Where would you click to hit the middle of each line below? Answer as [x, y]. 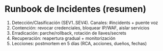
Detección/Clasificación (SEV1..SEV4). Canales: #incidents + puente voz [85, 23]
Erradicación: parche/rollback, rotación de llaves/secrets [69, 33]
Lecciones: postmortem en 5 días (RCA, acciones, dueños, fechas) [79, 43]
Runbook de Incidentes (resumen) [75, 9]
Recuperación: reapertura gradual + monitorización [64, 38]
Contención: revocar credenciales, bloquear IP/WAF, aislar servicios [81, 27]
